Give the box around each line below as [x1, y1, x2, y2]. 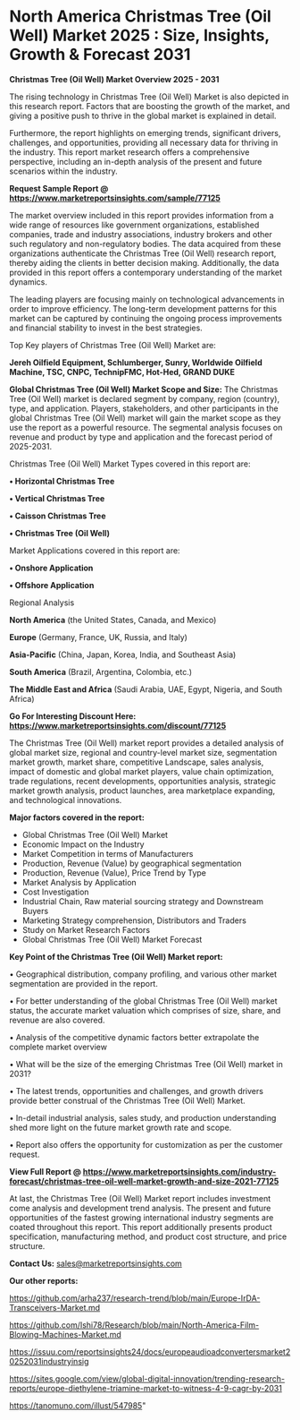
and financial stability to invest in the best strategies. [9, 322, 203, 333]
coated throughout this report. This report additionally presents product [9, 1221, 272, 1232]
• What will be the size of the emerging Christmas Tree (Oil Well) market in [9, 1058, 283, 1069]
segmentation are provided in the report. [9, 978, 158, 988]
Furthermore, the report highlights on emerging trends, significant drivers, [9, 127, 281, 138]
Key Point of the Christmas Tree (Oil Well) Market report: [9, 951, 223, 962]
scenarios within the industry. [9, 166, 118, 176]
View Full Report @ [9, 1166, 82, 1176]
